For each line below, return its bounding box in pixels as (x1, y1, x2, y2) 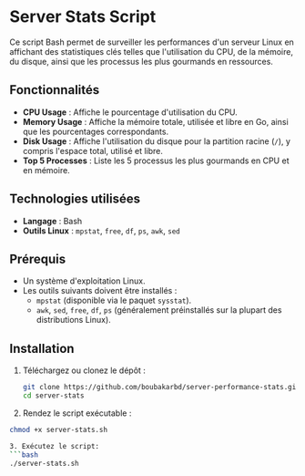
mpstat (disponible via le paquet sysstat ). (36, 295, 192, 306)
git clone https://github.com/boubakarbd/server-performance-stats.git (22, 383, 300, 392)
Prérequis (9, 251, 66, 266)
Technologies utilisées (9, 191, 141, 207)
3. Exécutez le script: (9, 441, 100, 450)
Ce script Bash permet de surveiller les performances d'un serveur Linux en (9, 36, 294, 47)
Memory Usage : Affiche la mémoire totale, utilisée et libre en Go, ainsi (22, 116, 289, 127)
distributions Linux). (36, 315, 111, 326)
